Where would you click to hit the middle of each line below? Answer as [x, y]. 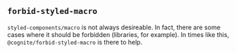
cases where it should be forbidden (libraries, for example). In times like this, [118, 34]
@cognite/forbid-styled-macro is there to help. [75, 42]
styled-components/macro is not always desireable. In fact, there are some [114, 27]
